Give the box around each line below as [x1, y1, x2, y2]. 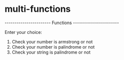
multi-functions [4, 3, 71, 15]
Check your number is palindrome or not [11, 44, 95, 50]
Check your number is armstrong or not [11, 38, 93, 45]
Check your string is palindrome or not [11, 49, 91, 55]
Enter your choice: [4, 29, 43, 35]
